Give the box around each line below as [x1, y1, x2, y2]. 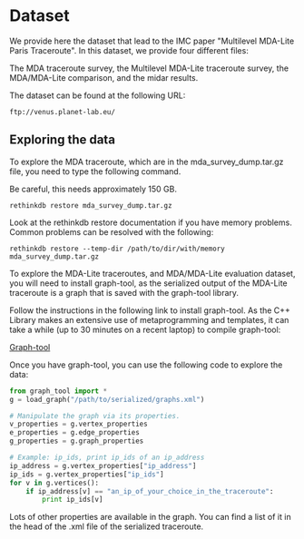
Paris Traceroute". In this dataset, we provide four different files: [9, 44, 250, 55]
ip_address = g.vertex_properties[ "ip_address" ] [9, 461, 197, 470]
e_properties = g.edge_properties [9, 428, 141, 437]
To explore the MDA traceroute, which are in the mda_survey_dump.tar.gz [9, 156, 284, 167]
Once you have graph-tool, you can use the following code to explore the [9, 359, 283, 370]
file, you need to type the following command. [9, 165, 181, 177]
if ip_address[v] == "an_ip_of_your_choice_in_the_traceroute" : [25, 486, 274, 495]
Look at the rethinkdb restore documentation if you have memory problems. [9, 217, 292, 228]
